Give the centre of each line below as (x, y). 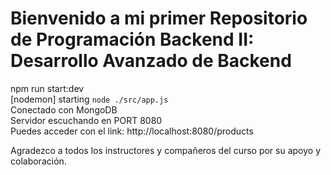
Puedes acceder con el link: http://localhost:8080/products (132, 131)
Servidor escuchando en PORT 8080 (86, 120)
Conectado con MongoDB (64, 109)
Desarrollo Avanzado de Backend (151, 61)
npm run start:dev (47, 88)
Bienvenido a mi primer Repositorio (159, 18)
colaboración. (38, 161)
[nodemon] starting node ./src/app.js (89, 99)
